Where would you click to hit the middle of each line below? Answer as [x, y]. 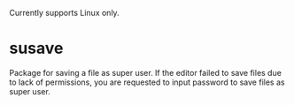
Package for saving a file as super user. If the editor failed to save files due [145, 72]
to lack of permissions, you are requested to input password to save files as [147, 82]
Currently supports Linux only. [64, 13]
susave [36, 49]
